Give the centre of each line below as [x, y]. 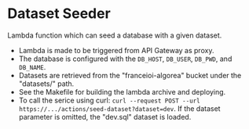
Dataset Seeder [59, 14]
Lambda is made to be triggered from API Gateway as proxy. [116, 50]
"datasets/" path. [46, 84]
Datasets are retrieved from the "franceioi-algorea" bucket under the [130, 75]
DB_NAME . [32, 66]
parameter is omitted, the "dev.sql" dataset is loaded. [105, 116]
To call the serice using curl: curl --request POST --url [110, 100]
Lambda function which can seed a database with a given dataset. [115, 35]
